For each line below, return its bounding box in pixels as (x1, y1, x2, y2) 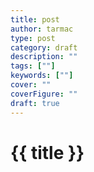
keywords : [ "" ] (10, 71, 74, 81)
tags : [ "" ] (10, 61, 56, 71)
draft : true (10, 98, 60, 108)
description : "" (10, 52, 78, 62)
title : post (10, 14, 60, 25)
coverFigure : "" (10, 89, 78, 99)
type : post (10, 33, 56, 43)
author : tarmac (10, 24, 74, 34)
